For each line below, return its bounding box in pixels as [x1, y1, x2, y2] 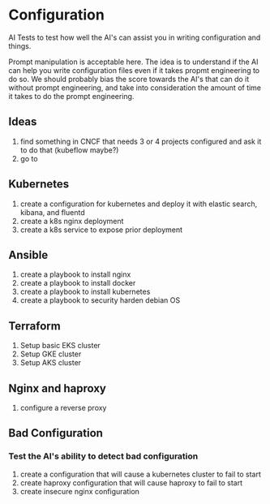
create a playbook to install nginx [19, 269, 131, 279]
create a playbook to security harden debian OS [19, 295, 181, 305]
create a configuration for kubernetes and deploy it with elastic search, [19, 199, 258, 209]
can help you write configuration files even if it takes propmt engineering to [8, 65, 260, 75]
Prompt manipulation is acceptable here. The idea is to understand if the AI [8, 57, 259, 67]
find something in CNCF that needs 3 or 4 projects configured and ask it [19, 136, 262, 146]
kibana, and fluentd [19, 207, 85, 217]
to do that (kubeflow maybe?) [19, 144, 119, 155]
